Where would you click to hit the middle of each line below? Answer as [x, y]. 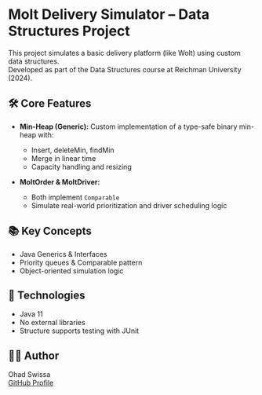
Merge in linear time [64, 158]
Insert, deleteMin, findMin [73, 150]
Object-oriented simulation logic [71, 271]
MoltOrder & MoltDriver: [60, 181]
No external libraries [52, 323]
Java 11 [31, 314]
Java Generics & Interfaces [63, 254]
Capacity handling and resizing [81, 166]
